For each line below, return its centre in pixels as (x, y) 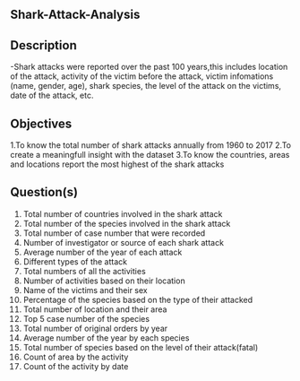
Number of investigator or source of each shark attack (124, 242)
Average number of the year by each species (106, 338)
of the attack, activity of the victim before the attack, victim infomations (142, 76)
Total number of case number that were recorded (114, 233)
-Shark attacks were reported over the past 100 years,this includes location (149, 67)
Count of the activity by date (76, 366)
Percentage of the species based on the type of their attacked (138, 299)
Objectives (41, 123)
